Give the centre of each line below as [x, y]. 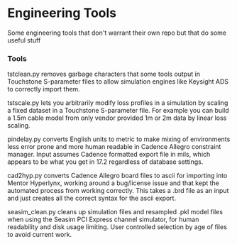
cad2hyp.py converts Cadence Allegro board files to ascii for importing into [117, 176]
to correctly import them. [44, 89]
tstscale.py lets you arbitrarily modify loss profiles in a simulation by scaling [118, 103]
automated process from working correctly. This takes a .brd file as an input [118, 191]
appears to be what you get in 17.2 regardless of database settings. [105, 162]
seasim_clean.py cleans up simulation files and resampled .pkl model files [115, 212]
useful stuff [24, 40]
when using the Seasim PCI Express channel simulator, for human [103, 220]
